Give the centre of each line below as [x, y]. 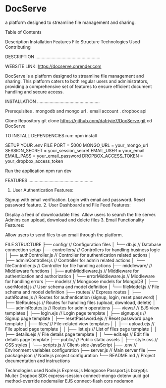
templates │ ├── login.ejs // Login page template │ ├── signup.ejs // [76, 313]
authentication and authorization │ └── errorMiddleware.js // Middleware [80, 276]
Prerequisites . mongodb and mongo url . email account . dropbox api [76, 111]
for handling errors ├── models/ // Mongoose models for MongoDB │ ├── [82, 281]
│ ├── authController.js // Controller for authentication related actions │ [78, 255]
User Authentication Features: [43, 190]
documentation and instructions [38, 361]
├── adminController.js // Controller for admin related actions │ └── [75, 260]
